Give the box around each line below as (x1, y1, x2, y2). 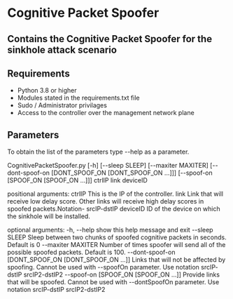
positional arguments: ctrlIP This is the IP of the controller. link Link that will (7, 190, 224, 198)
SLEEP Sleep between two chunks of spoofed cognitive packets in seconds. (7, 233, 227, 241)
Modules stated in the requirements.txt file (17, 93, 140, 102)
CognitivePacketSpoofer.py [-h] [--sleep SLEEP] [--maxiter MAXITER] (7, 161, 209, 170)
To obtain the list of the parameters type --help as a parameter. (7, 147, 190, 156)
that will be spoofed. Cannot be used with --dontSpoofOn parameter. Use (7, 278, 220, 286)
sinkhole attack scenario (7, 44, 118, 55)
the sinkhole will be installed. (7, 212, 91, 220)
